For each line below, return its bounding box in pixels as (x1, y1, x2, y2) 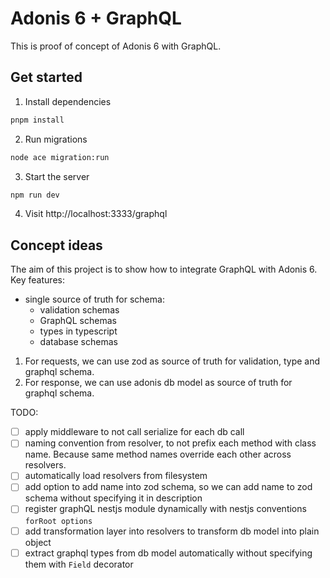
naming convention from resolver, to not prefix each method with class (24, 437, 317, 449)
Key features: (10, 274, 65, 286)
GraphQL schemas (39, 315, 117, 327)
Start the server (24, 170, 90, 182)
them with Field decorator (24, 558, 134, 570)
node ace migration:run (10, 152, 110, 162)
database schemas (39, 336, 118, 348)
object (24, 536, 52, 548)
